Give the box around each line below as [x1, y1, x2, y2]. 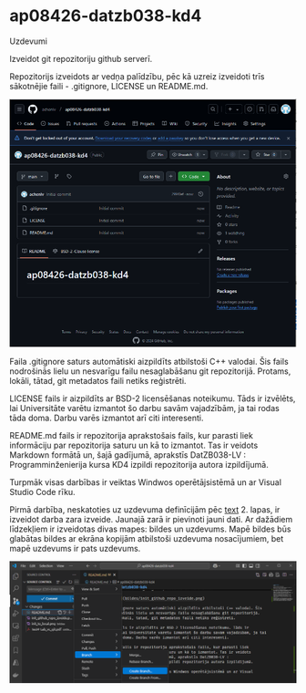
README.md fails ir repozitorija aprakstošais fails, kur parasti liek [9, 429, 253, 440]
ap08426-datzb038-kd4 [9, 5, 202, 26]
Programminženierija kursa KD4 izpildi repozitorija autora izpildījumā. [9, 459, 269, 470]
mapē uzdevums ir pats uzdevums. [9, 543, 141, 553]
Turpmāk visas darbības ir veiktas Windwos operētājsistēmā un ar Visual [9, 476, 282, 488]
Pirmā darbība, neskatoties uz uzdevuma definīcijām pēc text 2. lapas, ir [9, 503, 280, 515]
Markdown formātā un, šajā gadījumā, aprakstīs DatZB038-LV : [9, 449, 247, 460]
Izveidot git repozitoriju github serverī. [9, 53, 153, 64]
